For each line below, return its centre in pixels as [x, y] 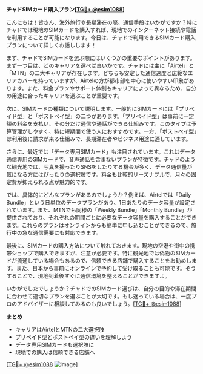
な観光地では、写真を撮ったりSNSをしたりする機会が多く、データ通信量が [99, 167]
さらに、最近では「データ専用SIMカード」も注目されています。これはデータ [101, 152]
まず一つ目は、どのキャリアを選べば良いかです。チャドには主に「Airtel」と [100, 65]
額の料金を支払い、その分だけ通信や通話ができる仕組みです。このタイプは [99, 124]
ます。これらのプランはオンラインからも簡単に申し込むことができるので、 [99, 225]
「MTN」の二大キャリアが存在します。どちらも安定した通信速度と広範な [97, 73]
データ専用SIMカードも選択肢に [55, 345]
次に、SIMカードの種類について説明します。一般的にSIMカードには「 [92, 109]
